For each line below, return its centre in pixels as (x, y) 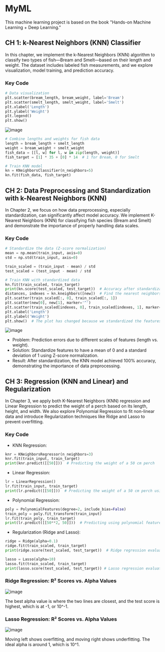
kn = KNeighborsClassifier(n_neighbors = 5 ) (49, 171)
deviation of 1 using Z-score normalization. (55, 355)
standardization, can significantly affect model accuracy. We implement (77, 215)
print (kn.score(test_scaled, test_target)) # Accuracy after (70, 289)
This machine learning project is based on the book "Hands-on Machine (78, 22)
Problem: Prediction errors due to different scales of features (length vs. (85, 340)
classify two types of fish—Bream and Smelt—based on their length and (78, 60)
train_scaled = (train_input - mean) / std (50, 266)
